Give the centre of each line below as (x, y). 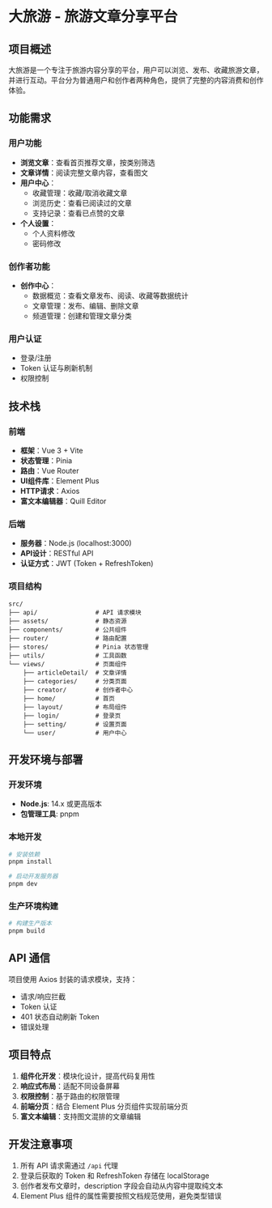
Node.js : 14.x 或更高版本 (61, 804)
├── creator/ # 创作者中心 (78, 690)
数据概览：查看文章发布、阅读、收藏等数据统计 (110, 296)
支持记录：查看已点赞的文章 (79, 213)
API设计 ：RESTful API (57, 553)
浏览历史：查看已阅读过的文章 (82, 202)
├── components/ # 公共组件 (68, 630)
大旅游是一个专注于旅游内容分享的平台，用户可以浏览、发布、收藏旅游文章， (136, 70)
